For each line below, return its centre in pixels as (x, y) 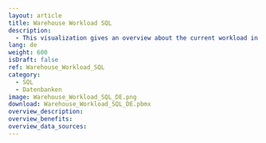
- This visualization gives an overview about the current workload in (137, 38)
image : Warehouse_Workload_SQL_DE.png (72, 97)
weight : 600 (28, 52)
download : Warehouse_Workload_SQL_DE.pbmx (80, 104)
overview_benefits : (41, 119)
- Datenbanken (39, 89)
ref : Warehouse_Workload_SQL (57, 68)
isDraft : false (33, 60)
